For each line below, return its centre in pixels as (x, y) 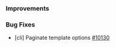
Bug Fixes (21, 24)
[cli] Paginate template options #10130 (62, 38)
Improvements (27, 8)
